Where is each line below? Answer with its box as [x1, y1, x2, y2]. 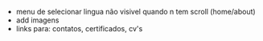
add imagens [15, 15, 60, 25]
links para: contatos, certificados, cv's [15, 24, 143, 33]
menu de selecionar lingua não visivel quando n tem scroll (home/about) [15, 7, 256, 16]
